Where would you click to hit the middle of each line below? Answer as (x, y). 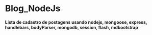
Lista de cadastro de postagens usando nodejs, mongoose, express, (76, 22)
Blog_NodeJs (33, 9)
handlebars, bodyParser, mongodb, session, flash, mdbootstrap (72, 27)
